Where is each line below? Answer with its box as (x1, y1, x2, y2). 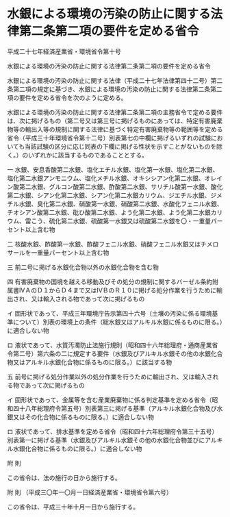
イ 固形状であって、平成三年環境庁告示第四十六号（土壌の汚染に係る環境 (7, 309, 212, 317)
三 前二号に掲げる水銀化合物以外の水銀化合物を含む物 (7, 263, 159, 271)
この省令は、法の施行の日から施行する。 (7, 473, 121, 481)
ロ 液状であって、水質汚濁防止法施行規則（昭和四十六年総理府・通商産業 (7, 340, 212, 349)
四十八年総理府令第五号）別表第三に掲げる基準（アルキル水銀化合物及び (12, 404, 217, 412)
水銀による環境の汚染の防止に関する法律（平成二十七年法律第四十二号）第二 (7, 76, 223, 84)
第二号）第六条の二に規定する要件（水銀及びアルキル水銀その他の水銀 (12, 349, 211, 357)
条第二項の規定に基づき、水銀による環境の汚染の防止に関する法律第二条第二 (7, 85, 222, 93)
